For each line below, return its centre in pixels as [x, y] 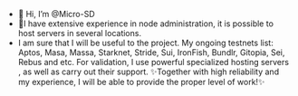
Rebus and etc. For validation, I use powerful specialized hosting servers [154, 62]
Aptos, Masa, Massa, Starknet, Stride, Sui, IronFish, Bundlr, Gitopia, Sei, [151, 53]
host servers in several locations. [80, 33]
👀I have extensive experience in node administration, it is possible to [146, 24]
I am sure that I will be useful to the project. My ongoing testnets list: [145, 43]
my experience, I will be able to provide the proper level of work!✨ [141, 82]
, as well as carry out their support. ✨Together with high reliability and [148, 72]
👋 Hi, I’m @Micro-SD [56, 14]
